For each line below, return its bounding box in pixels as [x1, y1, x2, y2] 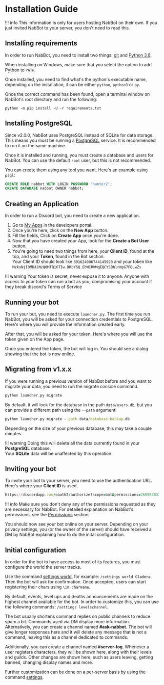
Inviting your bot [5, 465, 57, 473]
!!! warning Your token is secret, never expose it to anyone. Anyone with [5, 273, 150, 279]
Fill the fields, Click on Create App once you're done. [12, 233, 120, 238]
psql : [5, 172, 16, 178]
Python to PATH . [5, 67, 36, 73]
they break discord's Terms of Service [5, 284, 82, 290]
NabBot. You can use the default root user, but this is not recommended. [5, 157, 151, 163]
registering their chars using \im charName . [5, 584, 90, 590]
